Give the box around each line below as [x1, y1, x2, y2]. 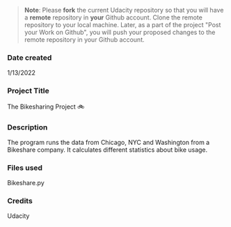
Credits [7, 196, 33, 206]
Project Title [7, 86, 50, 96]
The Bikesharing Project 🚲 [7, 102, 85, 111]
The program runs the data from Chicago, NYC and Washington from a [7, 138, 210, 146]
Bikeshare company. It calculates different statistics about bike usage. [7, 146, 208, 154]
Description [7, 122, 48, 132]
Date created [7, 52, 52, 62]
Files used [7, 163, 43, 173]
